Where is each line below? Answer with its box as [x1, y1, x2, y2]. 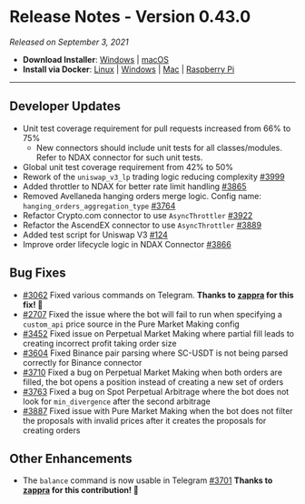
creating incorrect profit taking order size [22, 338, 177, 348]
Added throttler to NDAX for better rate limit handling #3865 [22, 180, 247, 192]
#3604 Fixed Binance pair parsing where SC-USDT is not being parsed [22, 348, 289, 358]
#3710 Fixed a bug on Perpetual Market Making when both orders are [22, 367, 283, 378]
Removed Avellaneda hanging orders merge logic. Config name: [22, 190, 261, 201]
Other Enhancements [9, 450, 133, 466]
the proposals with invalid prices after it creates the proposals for [22, 415, 267, 426]
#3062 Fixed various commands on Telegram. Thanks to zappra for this [22, 289, 294, 300]
